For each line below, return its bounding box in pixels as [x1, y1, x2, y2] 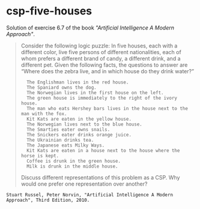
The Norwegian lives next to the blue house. [26, 121, 142, 127]
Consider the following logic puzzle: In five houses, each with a [20, 42, 178, 49]
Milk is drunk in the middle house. [26, 163, 118, 169]
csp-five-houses [6, 4, 92, 18]
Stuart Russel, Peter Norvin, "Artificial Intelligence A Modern [6, 192, 173, 198]
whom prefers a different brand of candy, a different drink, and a [20, 55, 181, 62]
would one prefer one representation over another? [20, 180, 148, 187]
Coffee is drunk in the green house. [26, 158, 121, 164]
